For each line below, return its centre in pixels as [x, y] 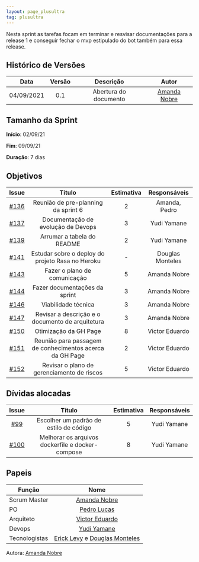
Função [29, 490]
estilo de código [69, 428]
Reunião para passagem [68, 341]
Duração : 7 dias [26, 157]
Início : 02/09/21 [26, 134]
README [68, 244]
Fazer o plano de [68, 270]
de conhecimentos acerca [68, 348]
